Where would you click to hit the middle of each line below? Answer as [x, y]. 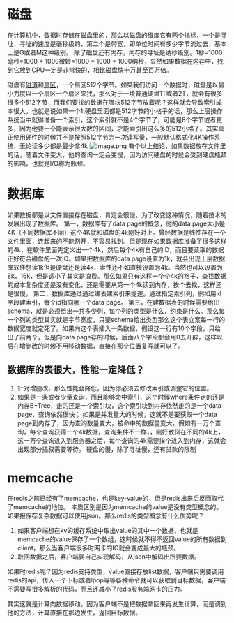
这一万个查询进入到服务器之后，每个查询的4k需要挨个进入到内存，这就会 [122, 440]
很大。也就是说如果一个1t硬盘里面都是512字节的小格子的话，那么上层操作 [118, 111]
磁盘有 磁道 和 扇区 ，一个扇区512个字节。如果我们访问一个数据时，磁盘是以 [113, 85]
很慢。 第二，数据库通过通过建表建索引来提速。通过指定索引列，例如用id [117, 293]
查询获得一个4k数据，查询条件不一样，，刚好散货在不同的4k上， [133, 432]
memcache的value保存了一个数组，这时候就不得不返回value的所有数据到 [122, 539]
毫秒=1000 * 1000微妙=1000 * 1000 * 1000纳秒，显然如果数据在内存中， [112, 61]
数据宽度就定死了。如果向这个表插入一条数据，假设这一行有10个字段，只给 [114, 328]
